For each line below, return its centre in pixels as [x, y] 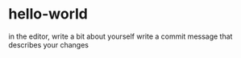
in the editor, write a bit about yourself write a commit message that [120, 36]
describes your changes [49, 44]
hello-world [48, 14]
